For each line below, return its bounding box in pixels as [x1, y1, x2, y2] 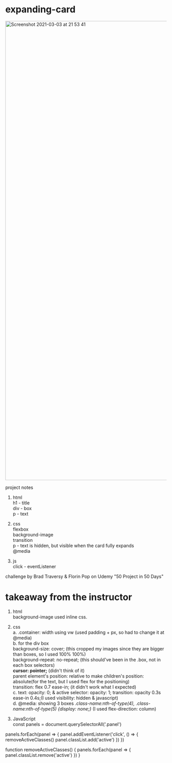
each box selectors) [12, 662, 55, 668]
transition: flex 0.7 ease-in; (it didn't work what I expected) [12, 684, 137, 690]
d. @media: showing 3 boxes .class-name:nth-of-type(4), [12, 700, 135, 706]
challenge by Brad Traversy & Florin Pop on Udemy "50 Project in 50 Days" [5, 573, 164, 579]
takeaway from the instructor [5, 591, 132, 603]
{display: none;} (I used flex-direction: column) [58, 705, 157, 712]
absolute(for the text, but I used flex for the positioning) [12, 678, 130, 684]
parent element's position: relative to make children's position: [12, 673, 144, 679]
